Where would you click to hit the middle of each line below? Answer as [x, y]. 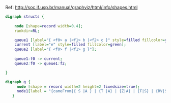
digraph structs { [25, 17]
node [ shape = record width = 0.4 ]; [49, 26]
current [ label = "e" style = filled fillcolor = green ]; [70, 45]
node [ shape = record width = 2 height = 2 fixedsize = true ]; [78, 87]
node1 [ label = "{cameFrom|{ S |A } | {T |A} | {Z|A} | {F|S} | [85, 91]
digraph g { [18, 82]
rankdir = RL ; [27, 31]
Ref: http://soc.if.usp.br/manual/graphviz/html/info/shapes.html [72, 7]
